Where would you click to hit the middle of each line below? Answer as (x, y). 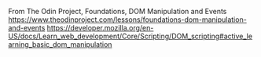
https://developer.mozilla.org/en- (100, 28)
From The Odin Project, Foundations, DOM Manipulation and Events (118, 11)
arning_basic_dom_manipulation (60, 45)
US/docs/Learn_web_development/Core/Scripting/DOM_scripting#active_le (130, 36)
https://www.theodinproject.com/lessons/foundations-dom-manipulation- (128, 20)
